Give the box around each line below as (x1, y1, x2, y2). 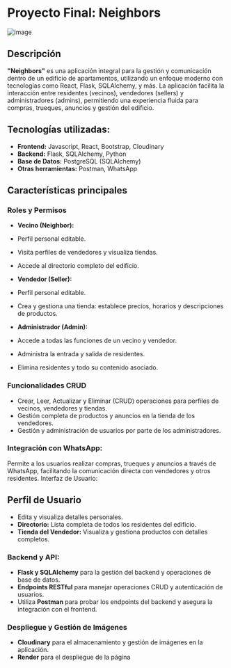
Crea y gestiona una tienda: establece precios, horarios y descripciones (17, 302, 224, 310)
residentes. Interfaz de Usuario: (7, 474, 98, 482)
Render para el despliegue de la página (17, 653, 131, 662)
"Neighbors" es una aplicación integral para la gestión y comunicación (7, 66, 212, 74)
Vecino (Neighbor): (17, 221, 74, 230)
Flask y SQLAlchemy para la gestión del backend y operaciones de (17, 568, 212, 576)
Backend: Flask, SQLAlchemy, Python (17, 150, 127, 158)
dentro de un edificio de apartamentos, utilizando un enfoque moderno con (7, 74, 223, 82)
